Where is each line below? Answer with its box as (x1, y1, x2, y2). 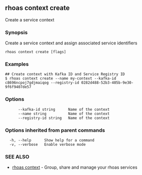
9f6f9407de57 (5, 85, 32, 90)
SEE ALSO (5, 153, 30, 160)
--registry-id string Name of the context (18, 116, 110, 120)
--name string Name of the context (18, 111, 110, 116)
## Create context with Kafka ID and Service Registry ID (5, 72, 125, 77)
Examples (5, 61, 29, 68)
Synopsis (5, 29, 28, 36)
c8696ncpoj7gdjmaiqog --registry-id (5, 80, 79, 85)
